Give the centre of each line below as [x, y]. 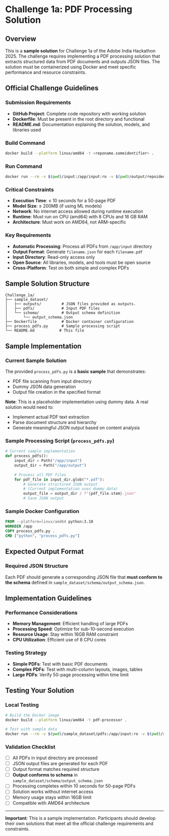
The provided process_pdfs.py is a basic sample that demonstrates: [76, 371]
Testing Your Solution [40, 690]
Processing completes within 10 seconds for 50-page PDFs [74, 786]
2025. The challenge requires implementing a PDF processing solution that [82, 56]
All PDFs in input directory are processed [55, 758]
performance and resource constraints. [46, 72]
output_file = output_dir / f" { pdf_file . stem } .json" [80, 494]
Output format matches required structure [56, 769]
